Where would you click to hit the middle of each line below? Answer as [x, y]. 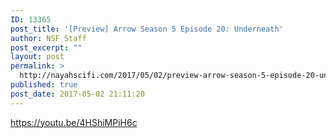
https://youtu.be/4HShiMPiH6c [74, 122]
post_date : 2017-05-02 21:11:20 [77, 94]
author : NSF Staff [48, 38]
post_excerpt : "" [46, 47]
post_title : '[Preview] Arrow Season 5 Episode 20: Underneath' [147, 29]
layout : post [37, 57]
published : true [44, 85]
